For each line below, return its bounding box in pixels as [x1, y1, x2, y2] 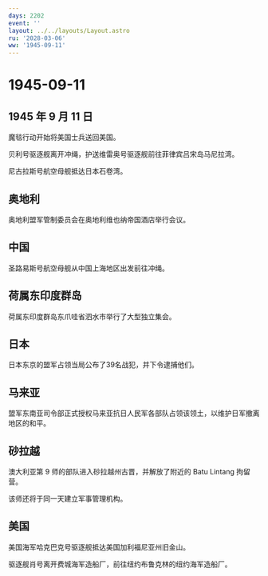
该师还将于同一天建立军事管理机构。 [8, 494, 128, 503]
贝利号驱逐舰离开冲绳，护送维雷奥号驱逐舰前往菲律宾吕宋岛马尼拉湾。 [8, 150, 239, 159]
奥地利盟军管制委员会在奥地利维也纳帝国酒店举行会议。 [8, 214, 190, 224]
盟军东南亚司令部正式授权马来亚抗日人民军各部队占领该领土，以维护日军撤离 [8, 409, 260, 418]
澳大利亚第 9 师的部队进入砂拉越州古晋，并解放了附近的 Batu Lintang [8, 467, 235, 476]
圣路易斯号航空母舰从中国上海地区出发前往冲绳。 [8, 263, 169, 273]
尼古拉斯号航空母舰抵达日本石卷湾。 [8, 166, 128, 176]
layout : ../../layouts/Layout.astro [8, 26, 130, 34]
